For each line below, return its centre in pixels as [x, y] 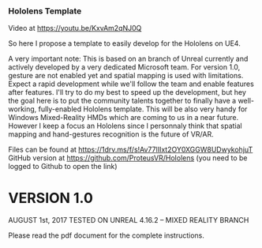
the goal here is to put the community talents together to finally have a [122, 101]
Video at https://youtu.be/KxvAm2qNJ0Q [75, 28]
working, [22, 109]
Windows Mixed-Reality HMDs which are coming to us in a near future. [124, 118]
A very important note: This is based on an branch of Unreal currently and [128, 59]
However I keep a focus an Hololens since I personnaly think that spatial [125, 126]
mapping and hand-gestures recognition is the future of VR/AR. [111, 134]
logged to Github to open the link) [63, 167]
